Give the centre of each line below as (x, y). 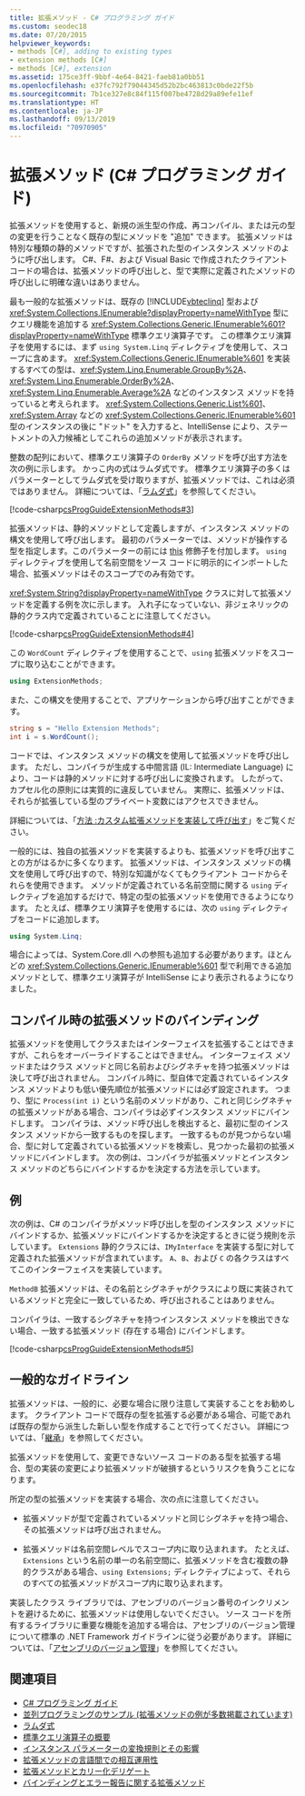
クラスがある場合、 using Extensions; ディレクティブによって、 (149, 1571)
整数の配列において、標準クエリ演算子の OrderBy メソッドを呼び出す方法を (149, 457)
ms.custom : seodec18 (49, 26)
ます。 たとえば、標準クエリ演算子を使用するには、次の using (125, 908)
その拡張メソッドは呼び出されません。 (94, 1530)
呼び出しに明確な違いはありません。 (77, 282)
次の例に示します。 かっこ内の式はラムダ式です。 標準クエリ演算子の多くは (150, 468)
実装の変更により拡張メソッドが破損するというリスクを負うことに (164, 1468)
